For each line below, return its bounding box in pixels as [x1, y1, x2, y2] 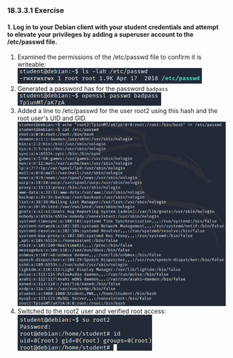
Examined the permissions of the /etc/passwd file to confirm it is [17, 53, 202, 61]
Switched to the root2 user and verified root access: [17, 307, 166, 316]
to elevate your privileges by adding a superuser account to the [7, 30, 194, 38]
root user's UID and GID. [17, 114, 87, 123]
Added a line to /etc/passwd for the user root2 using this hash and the [17, 107, 218, 115]
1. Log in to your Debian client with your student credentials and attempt [7, 23, 219, 31]
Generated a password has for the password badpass [17, 85, 169, 93]
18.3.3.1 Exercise [7, 6, 64, 15]
